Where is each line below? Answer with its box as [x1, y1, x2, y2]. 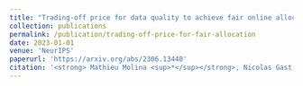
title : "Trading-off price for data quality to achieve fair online [9, 13, 272, 22]
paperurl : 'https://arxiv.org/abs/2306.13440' [9, 55, 188, 64]
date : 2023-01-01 [9, 38, 75, 47]
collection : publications [9, 21, 106, 30]
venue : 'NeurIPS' [9, 47, 75, 56]
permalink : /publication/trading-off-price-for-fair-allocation [9, 30, 256, 39]
